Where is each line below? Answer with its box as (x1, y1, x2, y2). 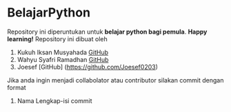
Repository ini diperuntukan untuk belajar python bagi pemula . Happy (7, 27, 208, 36)
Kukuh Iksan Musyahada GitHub (17, 48, 109, 56)
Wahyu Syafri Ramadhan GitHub (17, 55, 109, 63)
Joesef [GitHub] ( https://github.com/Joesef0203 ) (17, 63, 159, 71)
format (7, 83, 26, 91)
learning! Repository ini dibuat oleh (7, 34, 108, 43)
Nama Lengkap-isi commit (17, 96, 92, 104)
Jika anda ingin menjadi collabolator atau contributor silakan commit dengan (7, 76, 224, 84)
